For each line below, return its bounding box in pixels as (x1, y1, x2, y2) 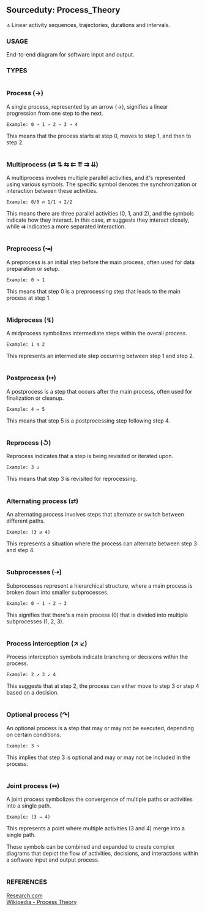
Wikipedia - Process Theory (6, 898, 77, 905)
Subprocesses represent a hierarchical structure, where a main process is (6, 582, 193, 589)
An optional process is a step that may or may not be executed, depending (6, 724, 195, 731)
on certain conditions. (6, 731, 62, 738)
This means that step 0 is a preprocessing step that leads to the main (6, 287, 181, 295)
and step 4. (6, 546, 35, 553)
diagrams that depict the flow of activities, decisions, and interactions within (6, 850, 199, 857)
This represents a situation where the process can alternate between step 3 (6, 540, 198, 547)
